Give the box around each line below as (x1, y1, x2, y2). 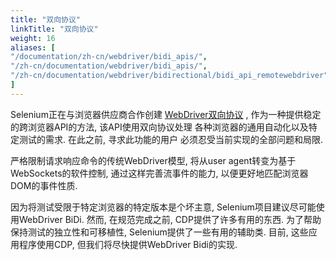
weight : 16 (10, 33, 56, 43)
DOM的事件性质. (10, 179, 78, 191)
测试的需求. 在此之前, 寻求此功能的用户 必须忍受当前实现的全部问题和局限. (18, 133, 323, 145)
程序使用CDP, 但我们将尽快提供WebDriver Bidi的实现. (18, 238, 238, 250)
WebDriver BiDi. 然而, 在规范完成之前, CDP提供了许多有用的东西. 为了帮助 (18, 213, 322, 225)
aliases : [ (10, 42, 56, 53)
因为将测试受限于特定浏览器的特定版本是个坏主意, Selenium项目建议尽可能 (10, 201, 317, 213)
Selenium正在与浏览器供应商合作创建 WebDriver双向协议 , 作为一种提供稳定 (10, 108, 322, 120)
